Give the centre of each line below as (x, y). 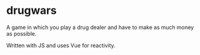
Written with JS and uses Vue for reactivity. (61, 45)
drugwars (31, 11)
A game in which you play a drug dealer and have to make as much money (100, 27)
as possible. (21, 33)
